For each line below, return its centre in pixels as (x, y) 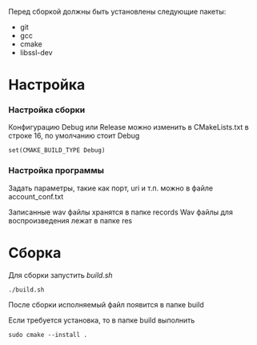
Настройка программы (56, 170)
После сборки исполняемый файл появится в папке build (106, 304)
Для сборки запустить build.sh (61, 275)
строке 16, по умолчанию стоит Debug (74, 136)
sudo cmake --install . (48, 335)
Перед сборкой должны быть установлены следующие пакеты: (117, 12)
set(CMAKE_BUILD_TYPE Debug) (57, 150)
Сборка (35, 253)
